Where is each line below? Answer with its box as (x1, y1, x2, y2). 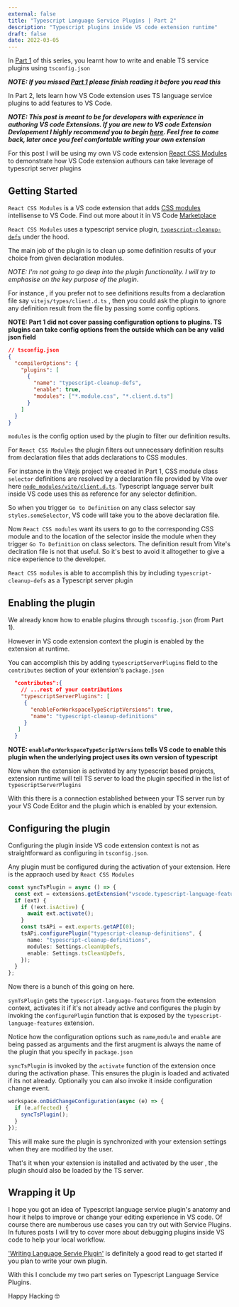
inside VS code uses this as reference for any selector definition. (8, 489, 197, 498)
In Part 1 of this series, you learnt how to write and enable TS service (8, 56, 209, 65)
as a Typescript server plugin (48, 576, 133, 585)
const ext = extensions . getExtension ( (14, 890, 130, 897)
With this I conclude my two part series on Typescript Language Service (8, 1271, 219, 1279)
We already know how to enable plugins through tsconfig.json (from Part (8, 616, 224, 624)
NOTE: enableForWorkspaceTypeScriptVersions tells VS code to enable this (8, 745, 227, 754)
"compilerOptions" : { (14, 359, 79, 367)
